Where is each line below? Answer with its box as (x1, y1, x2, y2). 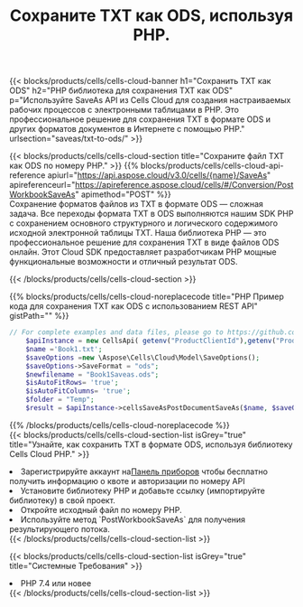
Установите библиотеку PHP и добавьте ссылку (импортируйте (21, 485, 266, 496)
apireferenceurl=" (9, 180, 76, 191)
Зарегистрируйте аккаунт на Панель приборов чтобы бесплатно (21, 466, 269, 477)
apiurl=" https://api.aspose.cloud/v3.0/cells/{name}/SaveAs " (47, 170, 271, 181)
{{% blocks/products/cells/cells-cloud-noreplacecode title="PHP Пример (9, 291, 284, 303)
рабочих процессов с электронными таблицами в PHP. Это (9, 105, 239, 116)
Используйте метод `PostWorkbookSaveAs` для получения (21, 514, 246, 525)
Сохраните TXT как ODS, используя (9, 5, 294, 26)
